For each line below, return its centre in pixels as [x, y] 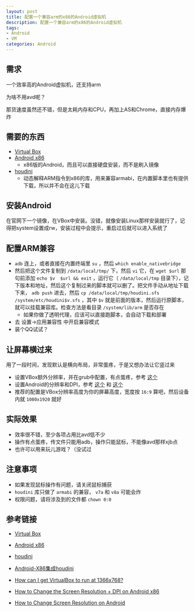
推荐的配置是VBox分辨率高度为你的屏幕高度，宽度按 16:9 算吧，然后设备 [102, 391]
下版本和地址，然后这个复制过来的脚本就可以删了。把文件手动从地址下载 [101, 286]
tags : [13, 28]
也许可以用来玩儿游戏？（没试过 [53, 449]
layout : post [22, 11]
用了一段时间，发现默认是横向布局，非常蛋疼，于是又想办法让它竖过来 [90, 365]
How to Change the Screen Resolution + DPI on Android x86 [87, 592]
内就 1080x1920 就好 [38, 399]
